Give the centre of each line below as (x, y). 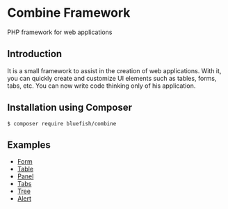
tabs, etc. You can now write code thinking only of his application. (101, 86)
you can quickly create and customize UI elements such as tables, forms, (112, 78)
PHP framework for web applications (60, 32)
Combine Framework (69, 13)
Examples (29, 145)
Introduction (35, 54)
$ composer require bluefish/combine (62, 123)
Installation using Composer (70, 108)
